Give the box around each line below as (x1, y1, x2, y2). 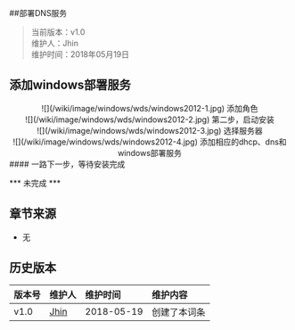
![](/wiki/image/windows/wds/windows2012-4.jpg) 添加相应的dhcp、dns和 (12, 136, 287, 147)
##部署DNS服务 (9, 8, 68, 18)
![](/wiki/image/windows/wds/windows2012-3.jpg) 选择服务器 (37, 125, 263, 136)
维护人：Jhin (30, 38, 78, 48)
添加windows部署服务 (9, 78, 132, 93)
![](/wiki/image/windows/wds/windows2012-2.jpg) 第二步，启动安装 (25, 114, 275, 125)
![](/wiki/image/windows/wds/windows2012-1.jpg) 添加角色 (41, 103, 258, 113)
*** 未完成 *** (9, 177, 61, 188)
